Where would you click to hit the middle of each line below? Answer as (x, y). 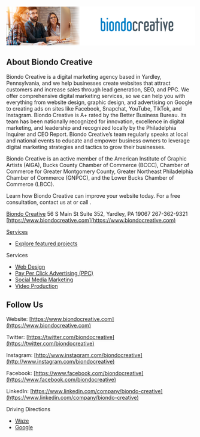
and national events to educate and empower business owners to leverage (98, 140)
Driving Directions (28, 409)
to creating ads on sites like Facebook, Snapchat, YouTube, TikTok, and (94, 108)
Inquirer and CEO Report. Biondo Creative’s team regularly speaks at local (97, 134)
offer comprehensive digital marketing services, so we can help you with (96, 96)
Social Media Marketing (44, 280)
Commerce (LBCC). (31, 184)
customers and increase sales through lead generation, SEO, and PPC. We (98, 89)
